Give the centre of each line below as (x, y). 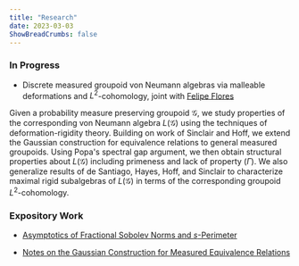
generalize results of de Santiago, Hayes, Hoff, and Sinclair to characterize (146, 171)
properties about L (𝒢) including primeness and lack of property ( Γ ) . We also (149, 162)
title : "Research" (43, 17)
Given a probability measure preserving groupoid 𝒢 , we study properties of (147, 113)
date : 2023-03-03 (42, 26)
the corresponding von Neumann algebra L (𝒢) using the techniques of (138, 123)
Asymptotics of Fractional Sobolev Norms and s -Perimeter (130, 235)
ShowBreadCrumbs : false (54, 34)
